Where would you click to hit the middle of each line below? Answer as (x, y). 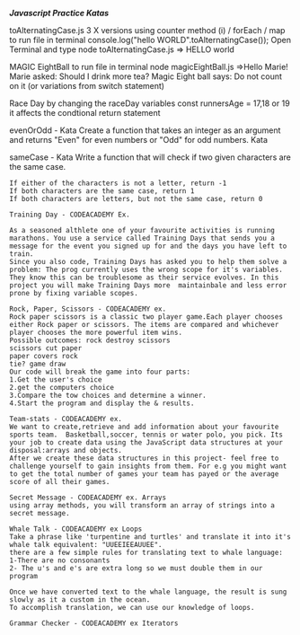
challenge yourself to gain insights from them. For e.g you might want (148, 466)
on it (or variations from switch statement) (87, 86)
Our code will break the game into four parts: (100, 372)
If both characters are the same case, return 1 (102, 191)
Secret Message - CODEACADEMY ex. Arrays (88, 498)
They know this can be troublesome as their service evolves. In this (144, 278)
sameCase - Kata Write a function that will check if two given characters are (150, 157)
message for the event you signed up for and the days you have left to (148, 246)
